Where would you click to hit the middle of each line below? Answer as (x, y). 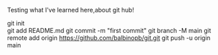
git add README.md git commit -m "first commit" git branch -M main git (109, 31)
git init (16, 23)
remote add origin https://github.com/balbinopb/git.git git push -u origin (109, 38)
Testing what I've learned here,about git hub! (70, 10)
